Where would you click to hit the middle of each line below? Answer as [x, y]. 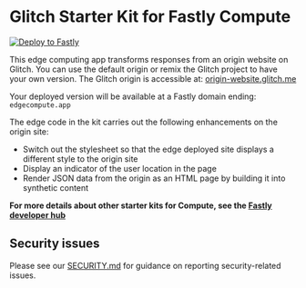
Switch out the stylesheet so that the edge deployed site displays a [148, 149]
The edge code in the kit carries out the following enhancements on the [143, 122]
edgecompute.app [40, 105]
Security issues [55, 244]
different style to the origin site [80, 159]
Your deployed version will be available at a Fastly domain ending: [133, 96]
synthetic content [56, 187]
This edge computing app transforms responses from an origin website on [149, 59]
